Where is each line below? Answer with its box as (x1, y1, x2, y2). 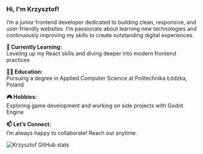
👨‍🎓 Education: (6, 68, 43, 75)
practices (6, 57, 30, 64)
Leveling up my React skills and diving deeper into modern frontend (6, 50, 177, 57)
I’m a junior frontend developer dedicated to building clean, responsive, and (6, 19, 197, 26)
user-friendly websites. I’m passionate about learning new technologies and (6, 25, 197, 32)
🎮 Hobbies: (6, 93, 37, 100)
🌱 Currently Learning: (6, 43, 62, 51)
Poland (6, 81, 24, 88)
